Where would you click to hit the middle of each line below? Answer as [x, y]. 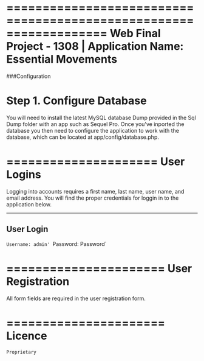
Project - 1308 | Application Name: [95, 47]
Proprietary [21, 352]
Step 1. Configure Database [76, 101]
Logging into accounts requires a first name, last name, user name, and [95, 191]
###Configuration [29, 76]
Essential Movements [62, 59]
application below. [29, 204]
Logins [24, 175]
